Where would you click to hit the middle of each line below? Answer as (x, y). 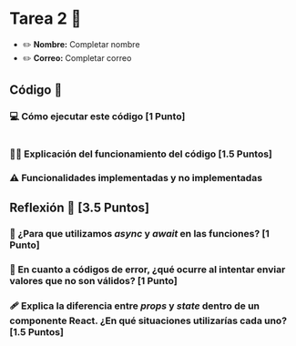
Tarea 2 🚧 (46, 19)
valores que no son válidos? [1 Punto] (93, 280)
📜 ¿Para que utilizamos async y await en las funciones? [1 (140, 233)
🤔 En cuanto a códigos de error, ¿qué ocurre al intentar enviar (148, 270)
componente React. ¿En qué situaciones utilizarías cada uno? (148, 321)
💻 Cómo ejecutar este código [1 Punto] (97, 117)
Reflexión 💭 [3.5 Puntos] (80, 207)
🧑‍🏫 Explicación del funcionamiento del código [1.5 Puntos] (141, 154)
